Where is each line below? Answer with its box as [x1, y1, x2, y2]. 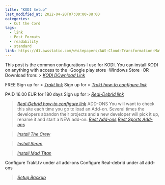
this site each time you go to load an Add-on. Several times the [17, 106, 145, 112]
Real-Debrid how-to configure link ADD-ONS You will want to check [17, 101, 155, 106]
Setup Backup [17, 174, 46, 180]
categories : [5, 16, 29, 21]
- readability [9, 39, 38, 44]
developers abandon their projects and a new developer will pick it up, [17, 111, 160, 117]
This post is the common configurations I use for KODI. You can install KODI [5, 62, 158, 68]
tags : [5, 26, 16, 30]
